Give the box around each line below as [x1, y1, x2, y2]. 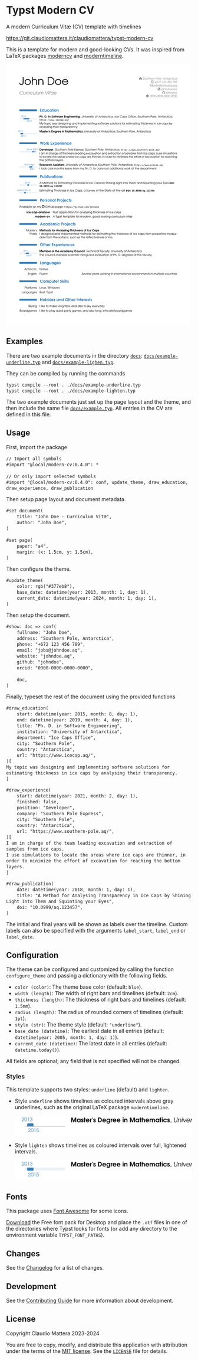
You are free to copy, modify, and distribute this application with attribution [6, 1341, 187, 1348]
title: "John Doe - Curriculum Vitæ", [16, 514, 112, 519]
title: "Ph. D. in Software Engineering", [16, 722, 123, 729]
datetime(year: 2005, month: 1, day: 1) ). [14, 1034, 119, 1041]
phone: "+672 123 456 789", [16, 641, 85, 647]
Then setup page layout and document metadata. [6, 495, 126, 502]
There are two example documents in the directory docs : [6, 352, 143, 359]
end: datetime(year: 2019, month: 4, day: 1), [16, 717, 133, 723]
